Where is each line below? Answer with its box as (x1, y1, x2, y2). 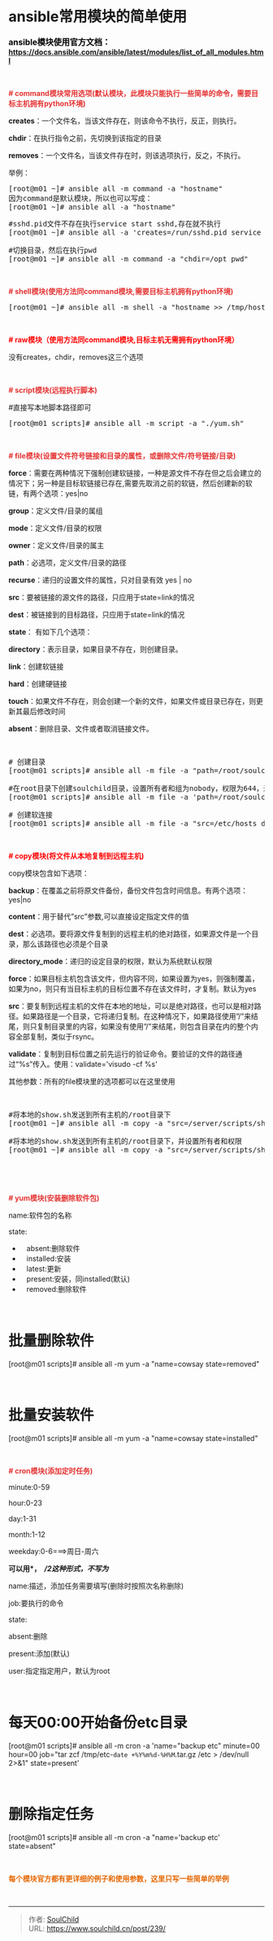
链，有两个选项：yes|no (8, 488, 89, 498)
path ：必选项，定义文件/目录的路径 (8, 557, 128, 567)
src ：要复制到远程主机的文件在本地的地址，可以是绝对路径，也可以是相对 (8, 1001, 254, 1011)
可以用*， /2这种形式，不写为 (8, 1563, 109, 1573)
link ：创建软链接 (8, 661, 64, 671)
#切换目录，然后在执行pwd (8, 245, 97, 255)
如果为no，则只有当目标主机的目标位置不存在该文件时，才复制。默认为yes (8, 983, 257, 994)
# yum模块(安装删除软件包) (8, 1192, 100, 1202)
